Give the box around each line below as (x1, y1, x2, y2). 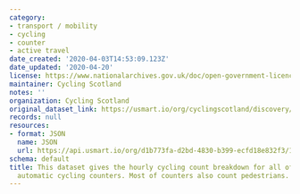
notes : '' (9, 88, 46, 97)
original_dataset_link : (9, 105, 98, 114)
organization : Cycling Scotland (9, 96, 129, 105)
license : (9, 72, 42, 80)
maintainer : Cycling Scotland (9, 80, 122, 89)
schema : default (9, 154, 70, 164)
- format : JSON (9, 130, 66, 139)
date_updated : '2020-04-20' (9, 63, 114, 72)
